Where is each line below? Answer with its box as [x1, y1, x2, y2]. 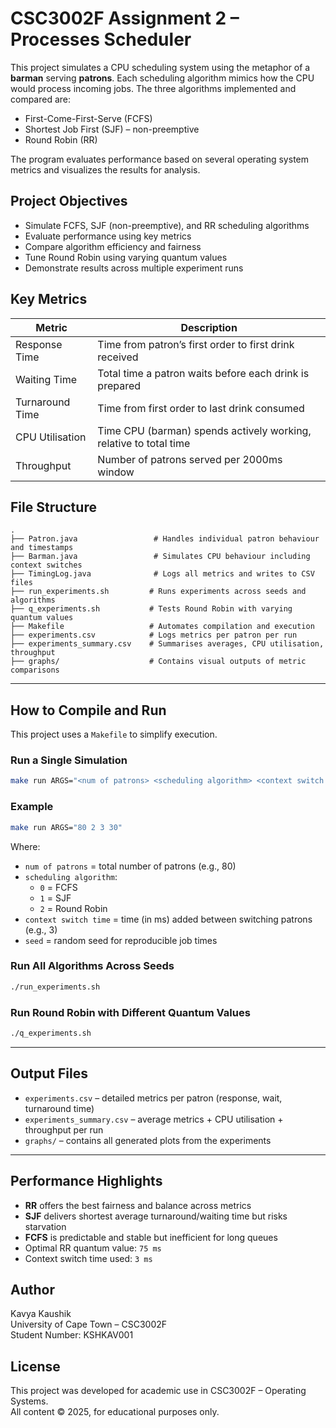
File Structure [10, 498, 97, 516]
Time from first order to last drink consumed [97, 401, 305, 415]
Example [10, 800, 54, 814]
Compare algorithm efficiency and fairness [24, 240, 202, 252]
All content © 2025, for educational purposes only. [10, 1406, 220, 1418]
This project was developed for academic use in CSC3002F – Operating [10, 1385, 307, 1397]
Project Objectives [10, 193, 128, 210]
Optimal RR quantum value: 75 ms [24, 1242, 162, 1254]
